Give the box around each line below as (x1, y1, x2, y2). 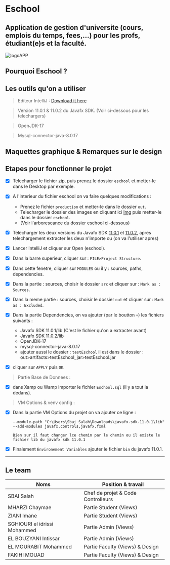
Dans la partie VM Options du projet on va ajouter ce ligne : (12, 410, 136, 416)
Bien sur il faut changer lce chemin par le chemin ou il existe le (12, 433, 160, 438)
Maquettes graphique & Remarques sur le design (5, 147, 162, 156)
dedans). (12, 390, 31, 396)
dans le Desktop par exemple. (12, 183, 75, 190)
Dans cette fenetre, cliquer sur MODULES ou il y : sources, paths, (12, 265, 143, 271)
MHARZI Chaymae (8, 504, 52, 511)
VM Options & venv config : (17, 399, 75, 406)
